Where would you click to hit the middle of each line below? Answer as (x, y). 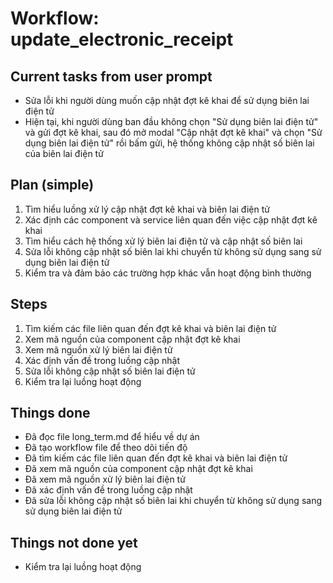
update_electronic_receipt (122, 39)
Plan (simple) (52, 185)
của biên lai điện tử (64, 153)
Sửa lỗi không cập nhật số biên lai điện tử (110, 371)
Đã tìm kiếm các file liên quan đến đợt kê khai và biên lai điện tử (156, 458)
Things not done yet (74, 542)
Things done (50, 413)
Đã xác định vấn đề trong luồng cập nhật (108, 490)
